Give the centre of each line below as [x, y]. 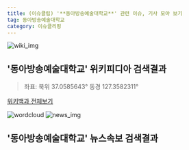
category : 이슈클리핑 [34, 26]
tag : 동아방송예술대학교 [36, 20]
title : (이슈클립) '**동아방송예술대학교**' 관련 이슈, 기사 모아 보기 [95, 13]
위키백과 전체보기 [30, 101]
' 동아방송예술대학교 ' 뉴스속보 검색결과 [83, 138]
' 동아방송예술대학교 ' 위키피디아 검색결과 [87, 69]
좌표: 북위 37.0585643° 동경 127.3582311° [81, 87]
